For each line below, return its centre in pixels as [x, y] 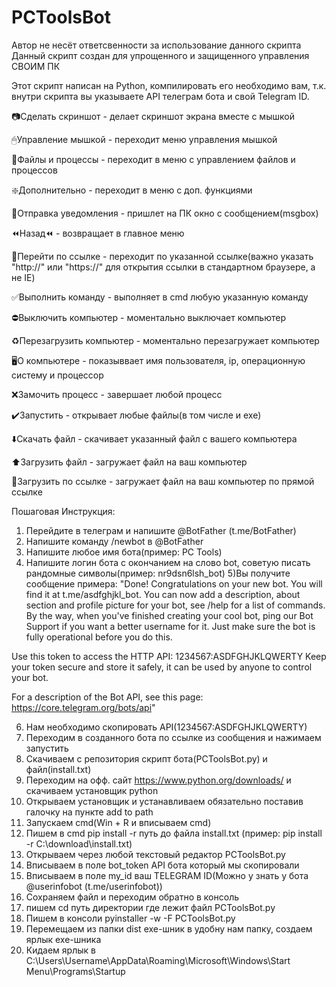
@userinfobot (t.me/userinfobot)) [94, 886]
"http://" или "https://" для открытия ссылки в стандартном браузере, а [163, 267]
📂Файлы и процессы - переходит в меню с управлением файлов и [153, 159]
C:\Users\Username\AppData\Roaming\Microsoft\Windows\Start [158, 960]
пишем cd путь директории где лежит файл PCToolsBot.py [150, 907]
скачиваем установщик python [92, 790]
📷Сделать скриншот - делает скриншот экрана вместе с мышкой [153, 116]
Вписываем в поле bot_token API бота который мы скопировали [162, 865]
